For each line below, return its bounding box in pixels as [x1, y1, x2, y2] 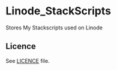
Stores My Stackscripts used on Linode [5, 24, 103, 31]
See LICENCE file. [5, 57, 50, 64]
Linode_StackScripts [5, 4, 112, 18]
